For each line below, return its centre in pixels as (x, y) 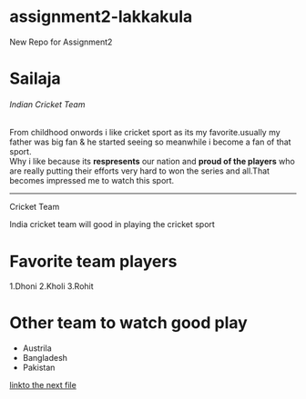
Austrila (37, 348)
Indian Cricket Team (47, 104)
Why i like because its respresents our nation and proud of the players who (153, 162)
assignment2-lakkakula (101, 17)
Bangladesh (45, 358)
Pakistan (39, 368)
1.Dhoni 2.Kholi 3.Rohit (51, 286)
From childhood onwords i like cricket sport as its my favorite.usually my (145, 133)
